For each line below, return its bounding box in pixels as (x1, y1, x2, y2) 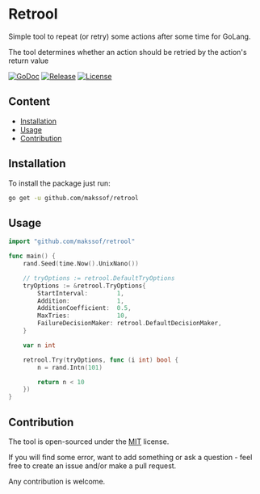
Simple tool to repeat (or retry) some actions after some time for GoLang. (8, 31, 251, 41)
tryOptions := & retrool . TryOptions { (23, 282, 147, 290)
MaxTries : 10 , (37, 312, 128, 320)
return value (8, 56, 49, 65)
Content (8, 94, 51, 109)
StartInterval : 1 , (37, 289, 125, 297)
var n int (23, 341, 57, 350)
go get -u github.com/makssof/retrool (8, 194, 139, 202)
